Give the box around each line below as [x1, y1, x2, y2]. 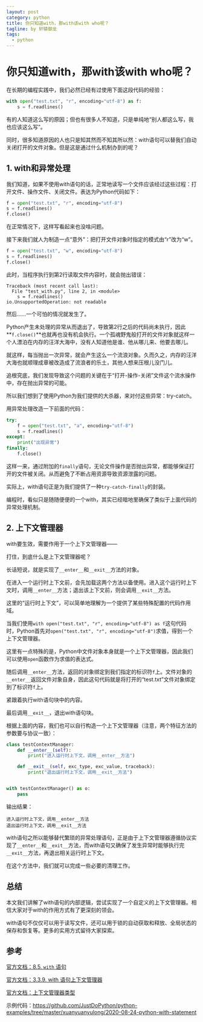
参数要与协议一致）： [6, 729, 57, 737]
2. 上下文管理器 [6, 523, 63, 533]
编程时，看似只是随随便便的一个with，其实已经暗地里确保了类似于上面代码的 [6, 496, 197, 503]
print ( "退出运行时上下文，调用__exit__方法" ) [28, 769, 133, 775]
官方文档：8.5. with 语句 [6, 963, 66, 971]
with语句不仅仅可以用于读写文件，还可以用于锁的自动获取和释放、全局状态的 [6, 919, 197, 926]
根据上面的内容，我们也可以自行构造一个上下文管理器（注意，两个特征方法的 [6, 722, 197, 729]
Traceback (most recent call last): [6, 283, 98, 289]
